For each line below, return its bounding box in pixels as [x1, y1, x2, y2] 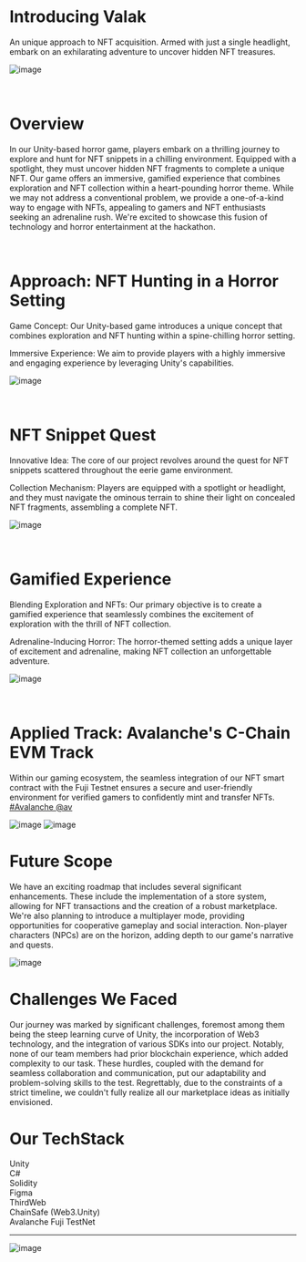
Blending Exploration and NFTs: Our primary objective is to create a [9, 599, 262, 610]
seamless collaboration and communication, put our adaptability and [9, 1067, 267, 1078]
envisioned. [9, 1096, 53, 1107]
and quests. [9, 939, 54, 950]
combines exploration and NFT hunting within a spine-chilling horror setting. [9, 330, 296, 341]
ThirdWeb [9, 1197, 47, 1208]
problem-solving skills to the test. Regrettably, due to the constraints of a [9, 1077, 283, 1088]
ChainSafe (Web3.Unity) [9, 1206, 100, 1218]
